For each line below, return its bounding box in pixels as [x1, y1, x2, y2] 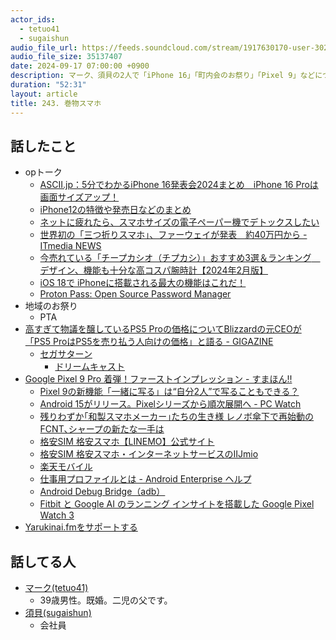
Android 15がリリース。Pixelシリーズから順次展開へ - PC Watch [39, 398, 302, 410]
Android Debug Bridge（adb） [39, 486, 166, 498]
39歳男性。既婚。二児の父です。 [39, 594, 173, 606]
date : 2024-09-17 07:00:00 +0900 [10, 61, 150, 71]
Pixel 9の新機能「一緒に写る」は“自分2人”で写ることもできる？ [39, 386, 300, 398]
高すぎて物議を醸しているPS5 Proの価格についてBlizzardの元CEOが [24, 323, 302, 335]
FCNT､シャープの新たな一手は [39, 423, 165, 435]
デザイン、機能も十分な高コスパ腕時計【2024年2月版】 [39, 264, 269, 276]
